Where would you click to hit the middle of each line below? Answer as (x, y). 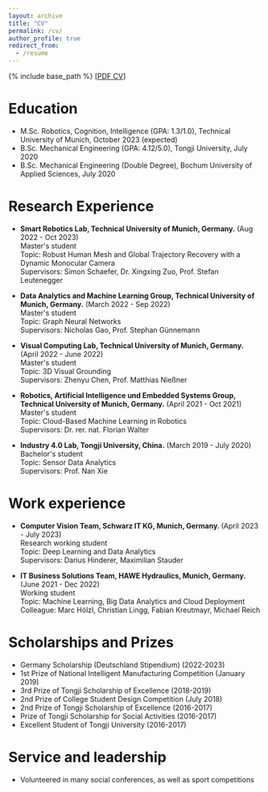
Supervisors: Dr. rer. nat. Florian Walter (85, 429)
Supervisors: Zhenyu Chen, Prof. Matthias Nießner (103, 379)
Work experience (67, 504)
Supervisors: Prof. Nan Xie (64, 471)
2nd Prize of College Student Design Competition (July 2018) (121, 699)
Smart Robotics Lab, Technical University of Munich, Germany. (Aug (136, 228)
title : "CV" (28, 23)
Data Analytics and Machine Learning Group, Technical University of (137, 296)
